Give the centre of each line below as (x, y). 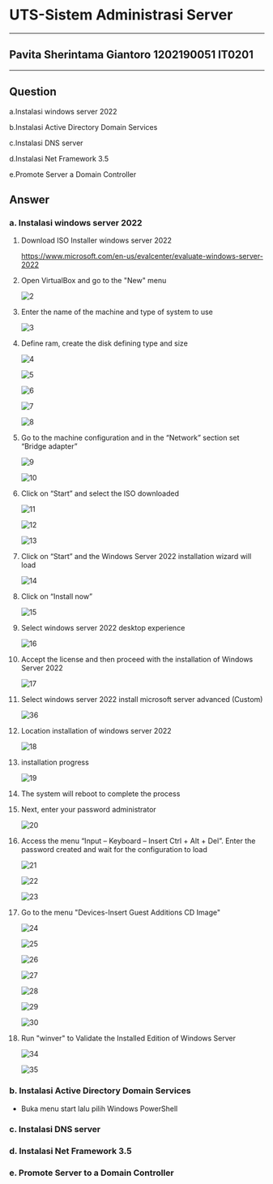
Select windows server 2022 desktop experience (103, 628)
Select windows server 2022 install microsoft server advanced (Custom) (142, 700)
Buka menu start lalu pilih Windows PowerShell (99, 1109)
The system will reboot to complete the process (100, 794)
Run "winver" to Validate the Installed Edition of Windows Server (128, 1038)
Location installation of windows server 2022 (96, 731)
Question (33, 92)
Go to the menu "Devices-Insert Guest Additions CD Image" (121, 913)
